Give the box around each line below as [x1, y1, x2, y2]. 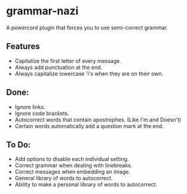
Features [6, 41, 40, 51]
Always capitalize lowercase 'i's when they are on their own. [14, 70, 164, 77]
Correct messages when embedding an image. [14, 168, 130, 175]
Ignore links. [14, 103, 46, 110]
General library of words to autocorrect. [14, 175, 113, 182]
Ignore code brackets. [14, 110, 70, 117]
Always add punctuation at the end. [14, 63, 103, 71]
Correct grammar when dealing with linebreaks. [14, 162, 133, 169]
